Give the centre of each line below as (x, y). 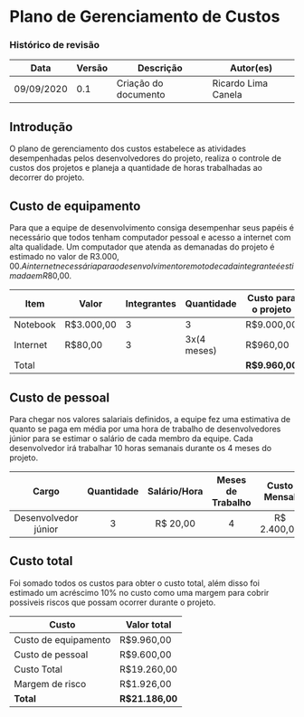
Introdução (41, 127)
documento (141, 95)
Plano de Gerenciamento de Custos (145, 17)
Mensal (280, 496)
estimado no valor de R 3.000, (64, 257)
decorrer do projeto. (47, 177)
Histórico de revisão (54, 45)
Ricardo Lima (240, 83)
